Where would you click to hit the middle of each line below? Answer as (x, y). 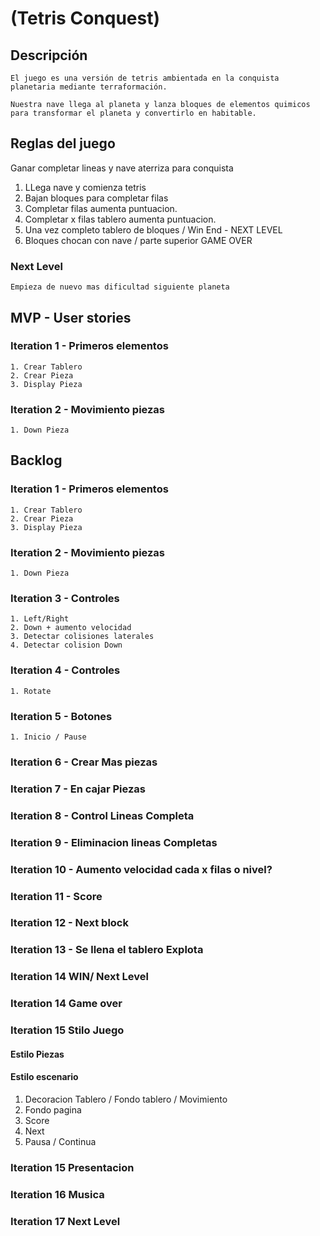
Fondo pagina (53, 1109)
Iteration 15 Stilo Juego (67, 1030)
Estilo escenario (44, 1077)
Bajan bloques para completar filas (96, 198)
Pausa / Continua (60, 1141)
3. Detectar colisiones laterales (82, 637)
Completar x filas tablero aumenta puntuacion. (120, 219)
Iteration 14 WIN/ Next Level (79, 977)
